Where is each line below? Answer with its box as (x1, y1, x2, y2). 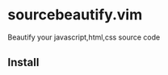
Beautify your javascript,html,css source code (7, 32, 161, 42)
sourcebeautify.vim (7, 6, 143, 24)
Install (7, 56, 40, 69)
